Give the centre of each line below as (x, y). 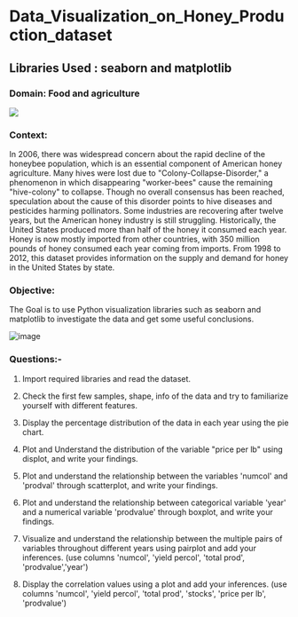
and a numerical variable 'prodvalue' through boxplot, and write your (147, 511)
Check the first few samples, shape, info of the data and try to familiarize (155, 396)
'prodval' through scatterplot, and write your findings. (120, 485)
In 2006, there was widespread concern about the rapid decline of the (137, 154)
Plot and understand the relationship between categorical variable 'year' (154, 502)
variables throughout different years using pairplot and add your (139, 548)
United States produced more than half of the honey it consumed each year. (148, 230)
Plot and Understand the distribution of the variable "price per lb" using (153, 449)
